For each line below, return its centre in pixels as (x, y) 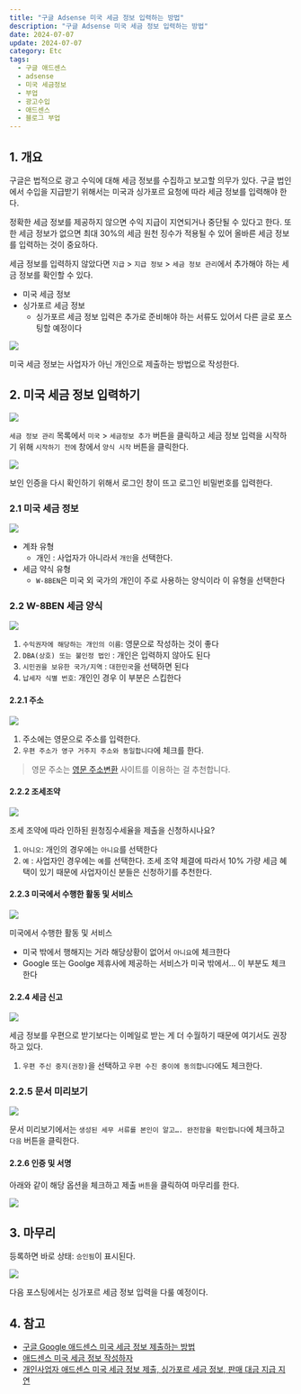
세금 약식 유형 (46, 569)
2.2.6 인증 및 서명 (40, 1163)
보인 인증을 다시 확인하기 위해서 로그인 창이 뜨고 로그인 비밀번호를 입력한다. (141, 482)
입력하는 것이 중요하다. (58, 244)
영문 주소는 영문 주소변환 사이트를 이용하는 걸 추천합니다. (131, 769)
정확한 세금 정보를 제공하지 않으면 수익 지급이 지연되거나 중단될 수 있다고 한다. (146, 222)
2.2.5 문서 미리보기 (49, 1091)
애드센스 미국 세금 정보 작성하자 (77, 1358)
